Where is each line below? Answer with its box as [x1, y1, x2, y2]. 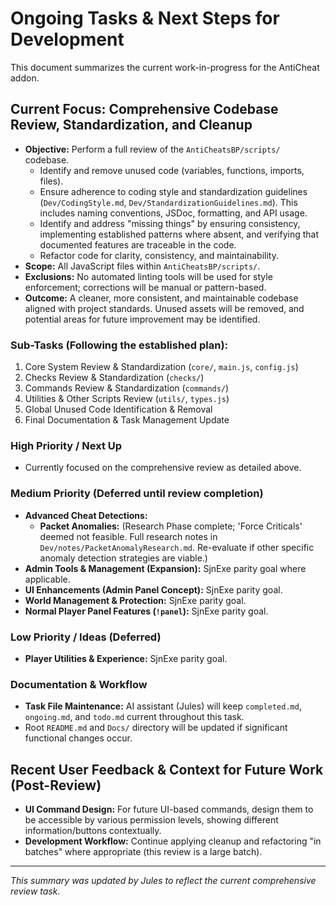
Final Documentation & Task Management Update [24, 414, 230, 426]
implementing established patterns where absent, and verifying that [39, 228, 320, 240]
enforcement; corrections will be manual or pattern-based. [24, 281, 267, 293]
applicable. [24, 573, 71, 585]
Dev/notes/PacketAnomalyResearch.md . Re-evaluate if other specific [39, 541, 315, 553]
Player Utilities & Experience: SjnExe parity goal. [24, 652, 228, 664]
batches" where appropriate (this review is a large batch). [24, 846, 263, 858]
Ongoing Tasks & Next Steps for [10, 7, 280, 30]
